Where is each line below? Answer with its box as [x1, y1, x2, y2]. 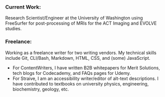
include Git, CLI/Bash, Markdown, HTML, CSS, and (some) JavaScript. [5, 55, 151, 61]
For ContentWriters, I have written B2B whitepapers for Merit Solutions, [12, 64, 160, 71]
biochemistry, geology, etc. [12, 86, 69, 92]
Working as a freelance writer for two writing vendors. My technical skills [5, 49, 157, 56]
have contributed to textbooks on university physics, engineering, [12, 80, 149, 86]
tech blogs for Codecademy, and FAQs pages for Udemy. [12, 70, 131, 76]
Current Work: [5, 4, 41, 11]
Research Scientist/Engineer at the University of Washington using [5, 15, 143, 21]
